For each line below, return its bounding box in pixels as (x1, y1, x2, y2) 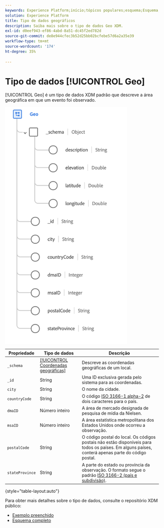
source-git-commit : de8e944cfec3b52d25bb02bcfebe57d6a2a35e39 (5, 34, 134, 39)
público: (5, 503, 21, 509)
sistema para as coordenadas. (82, 380, 143, 385)
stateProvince (7, 470, 36, 476)
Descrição (108, 350, 130, 356)
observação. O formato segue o (82, 467, 145, 473)
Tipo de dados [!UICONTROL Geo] (5, 76, 145, 87)
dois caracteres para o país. (82, 398, 138, 404)
